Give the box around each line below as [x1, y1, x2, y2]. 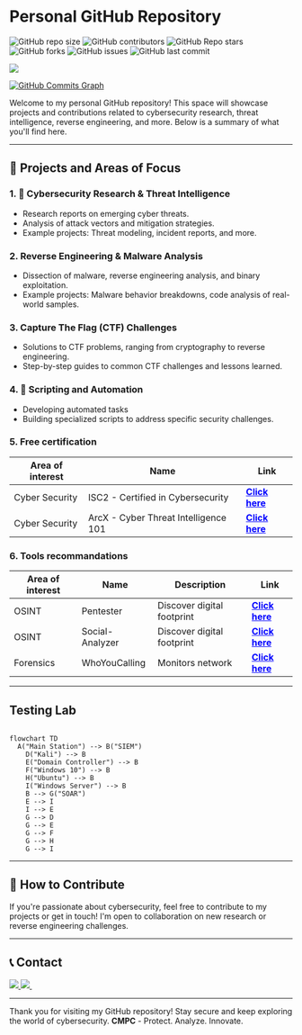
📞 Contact [9, 955, 63, 970]
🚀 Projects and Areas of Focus [9, 160, 182, 176]
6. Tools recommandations [9, 549, 129, 562]
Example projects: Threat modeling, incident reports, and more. [22, 227, 258, 238]
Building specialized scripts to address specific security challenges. [22, 413, 274, 424]
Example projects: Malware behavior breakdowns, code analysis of [22, 289, 271, 300]
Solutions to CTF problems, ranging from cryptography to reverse [22, 342, 266, 353]
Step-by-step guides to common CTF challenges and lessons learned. [22, 361, 283, 372]
